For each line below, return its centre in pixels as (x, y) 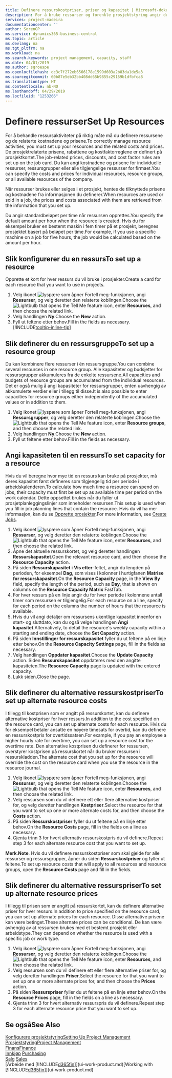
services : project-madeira (34, 20)
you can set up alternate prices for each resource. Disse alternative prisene (85, 917)
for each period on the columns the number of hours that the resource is (89, 606)
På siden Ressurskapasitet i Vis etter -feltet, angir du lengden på (81, 567)
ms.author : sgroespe (27, 67)
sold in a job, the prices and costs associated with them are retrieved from (84, 200)
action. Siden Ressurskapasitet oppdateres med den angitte (77, 660)
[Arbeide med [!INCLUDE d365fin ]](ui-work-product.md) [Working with (79, 1064)
